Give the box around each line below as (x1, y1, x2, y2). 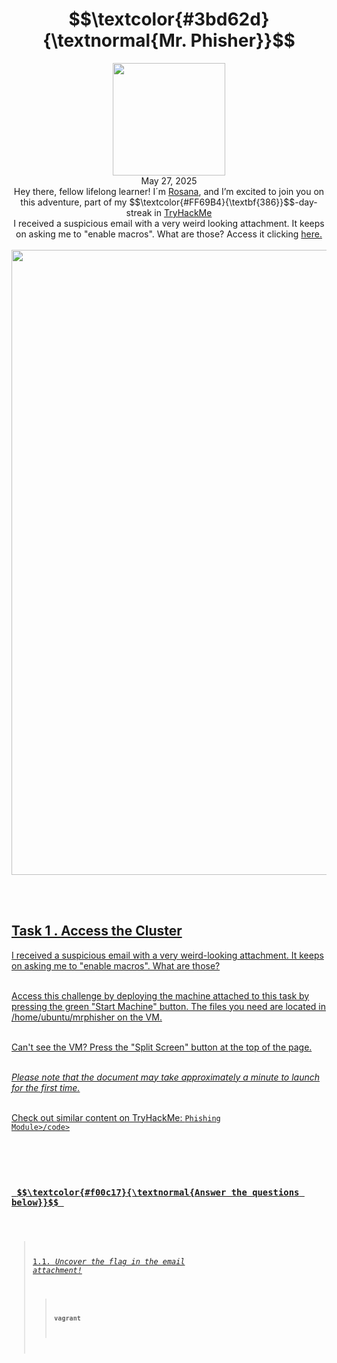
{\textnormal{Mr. (42, 29, 187, 52)
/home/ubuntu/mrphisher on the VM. (11, 1011, 163, 1023)
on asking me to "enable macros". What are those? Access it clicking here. (15, 228, 323, 240)
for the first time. (11, 1081, 81, 1093)
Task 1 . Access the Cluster (11, 923, 183, 940)
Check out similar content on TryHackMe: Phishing (11, 1111, 221, 1123)
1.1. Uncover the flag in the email (32, 1256, 186, 1267)
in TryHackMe (154, 206, 213, 218)
